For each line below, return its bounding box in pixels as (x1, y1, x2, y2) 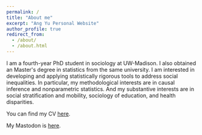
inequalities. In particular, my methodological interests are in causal (6, 78, 175, 86)
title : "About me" (6, 15, 53, 21)
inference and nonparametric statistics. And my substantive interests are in (6, 85, 195, 92)
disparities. (6, 98, 35, 105)
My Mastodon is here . (6, 122, 61, 129)
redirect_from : (6, 32, 45, 38)
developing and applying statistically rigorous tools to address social (6, 72, 178, 80)
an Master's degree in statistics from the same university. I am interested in (6, 66, 195, 73)
